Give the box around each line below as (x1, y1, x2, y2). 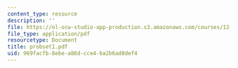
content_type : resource (7, 10, 78, 18)
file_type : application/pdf (7, 30, 91, 38)
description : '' (7, 17, 55, 24)
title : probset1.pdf (7, 43, 69, 50)
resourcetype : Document (7, 37, 78, 44)
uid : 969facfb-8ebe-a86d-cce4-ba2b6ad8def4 (7, 50, 138, 57)
